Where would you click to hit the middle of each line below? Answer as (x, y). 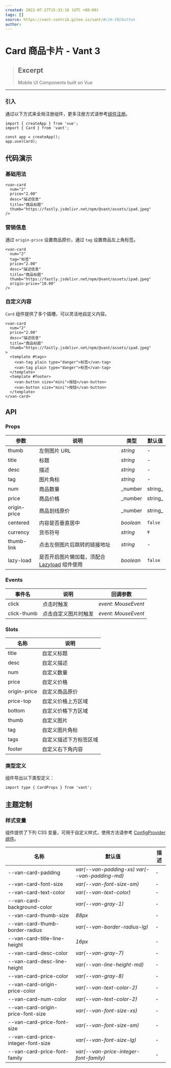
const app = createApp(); (33, 137)
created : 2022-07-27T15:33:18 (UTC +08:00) (52, 10)
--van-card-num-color (37, 999)
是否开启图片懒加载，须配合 (72, 557)
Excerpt (30, 70)
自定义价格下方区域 (65, 711)
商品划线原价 (54, 511)
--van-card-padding (34, 873)
